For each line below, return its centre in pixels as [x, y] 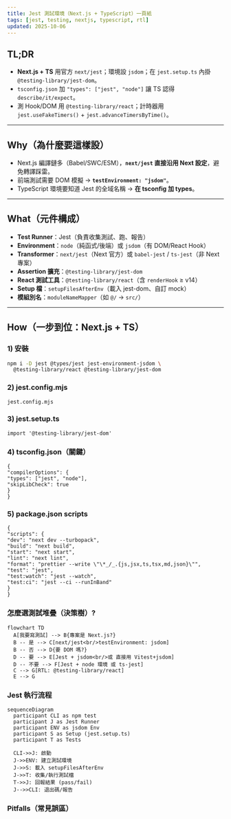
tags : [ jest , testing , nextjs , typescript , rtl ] [78, 20]
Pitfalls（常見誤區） [40, 808]
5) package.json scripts [47, 514]
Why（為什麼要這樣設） [58, 145]
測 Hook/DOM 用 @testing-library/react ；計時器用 [90, 106]
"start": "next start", [41, 552]
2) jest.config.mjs [37, 388]
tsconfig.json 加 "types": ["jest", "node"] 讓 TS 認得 [96, 89]
